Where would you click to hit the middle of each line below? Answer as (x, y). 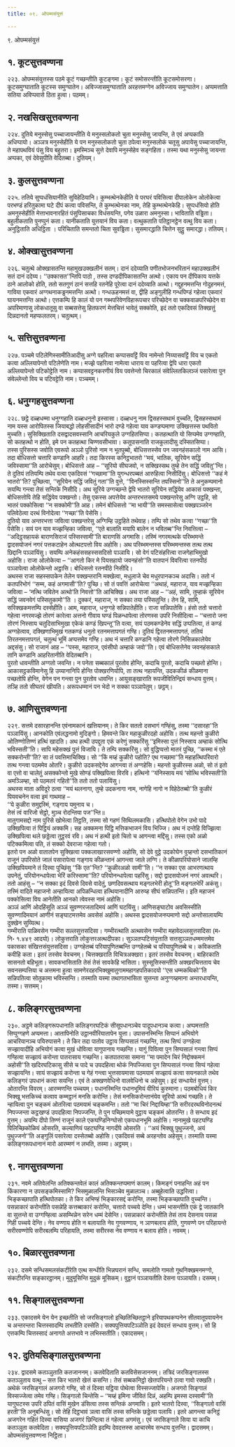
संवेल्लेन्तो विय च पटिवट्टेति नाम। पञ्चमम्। (53, 379)
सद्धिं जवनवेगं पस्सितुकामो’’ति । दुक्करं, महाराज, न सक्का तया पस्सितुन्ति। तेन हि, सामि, (104, 600)
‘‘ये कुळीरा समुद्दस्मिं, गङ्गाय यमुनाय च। (51, 805)
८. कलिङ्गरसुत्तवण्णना (44, 1008)
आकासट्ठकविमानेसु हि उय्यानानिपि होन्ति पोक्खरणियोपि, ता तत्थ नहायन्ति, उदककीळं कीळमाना (108, 671)
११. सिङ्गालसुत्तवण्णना (45, 1301)
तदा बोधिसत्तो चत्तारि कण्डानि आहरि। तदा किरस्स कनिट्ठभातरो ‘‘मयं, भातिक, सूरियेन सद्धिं (104, 457)
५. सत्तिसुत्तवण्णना (36, 338)
